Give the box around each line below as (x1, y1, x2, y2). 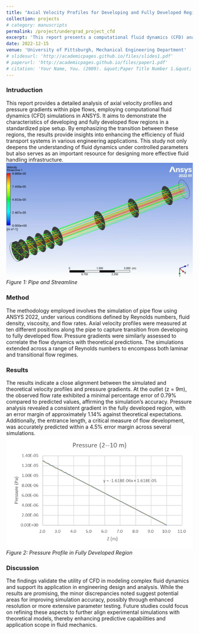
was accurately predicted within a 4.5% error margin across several (6, 423, 172, 430)
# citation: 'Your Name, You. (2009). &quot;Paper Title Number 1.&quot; (6, 66, 192, 72)
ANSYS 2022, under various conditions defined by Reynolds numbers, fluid (6, 313, 190, 320)
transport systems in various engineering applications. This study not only (6, 137, 187, 144)
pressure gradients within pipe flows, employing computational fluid (6, 105, 172, 112)
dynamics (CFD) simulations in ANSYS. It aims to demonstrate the (6, 112, 167, 119)
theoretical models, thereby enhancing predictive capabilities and (6, 615, 166, 622)
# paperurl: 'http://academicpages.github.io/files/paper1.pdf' (6, 59, 168, 65)
